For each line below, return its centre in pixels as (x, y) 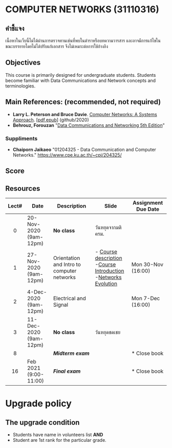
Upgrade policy (38, 404)
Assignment (148, 203)
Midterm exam (71, 353)
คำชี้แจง (15, 28)
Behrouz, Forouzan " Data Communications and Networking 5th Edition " (89, 125)
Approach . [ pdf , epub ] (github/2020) (51, 120)
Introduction (110, 271)
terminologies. (20, 86)
